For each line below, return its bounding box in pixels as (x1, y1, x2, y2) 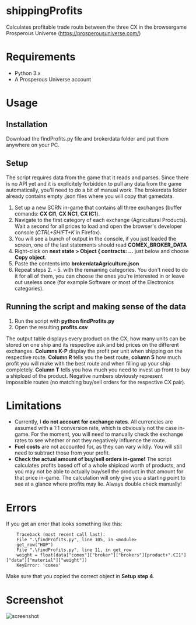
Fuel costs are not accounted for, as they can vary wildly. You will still (14, 443, 182, 450)
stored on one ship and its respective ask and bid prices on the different (6, 341, 179, 348)
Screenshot (6, 593, 64, 607)
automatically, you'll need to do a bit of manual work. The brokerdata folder (6, 186, 187, 193)
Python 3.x (14, 69, 41, 77)
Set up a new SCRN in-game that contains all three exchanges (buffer (14, 204, 182, 211)
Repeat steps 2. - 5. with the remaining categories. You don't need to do (14, 266, 188, 273)
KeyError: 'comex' (16, 562, 61, 569)
